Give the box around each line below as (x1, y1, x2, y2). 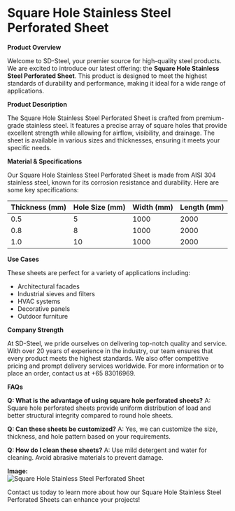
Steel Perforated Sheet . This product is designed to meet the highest (7, 72, 208, 80)
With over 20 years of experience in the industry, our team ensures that (7, 346, 213, 355)
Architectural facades (17, 282, 80, 291)
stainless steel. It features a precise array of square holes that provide (25, 121, 227, 129)
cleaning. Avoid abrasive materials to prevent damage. (7, 453, 164, 461)
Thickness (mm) (10, 202, 67, 212)
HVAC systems (17, 297, 61, 305)
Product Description (7, 100, 68, 108)
